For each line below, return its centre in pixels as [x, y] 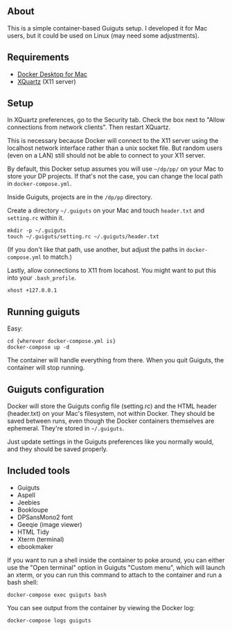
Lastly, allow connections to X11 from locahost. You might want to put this [112, 271]
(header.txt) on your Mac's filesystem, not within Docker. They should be [111, 414]
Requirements [38, 57]
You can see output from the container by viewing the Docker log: [101, 607]
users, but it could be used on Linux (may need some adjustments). [103, 35]
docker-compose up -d [38, 347]
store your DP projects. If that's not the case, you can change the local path [115, 176]
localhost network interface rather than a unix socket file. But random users [115, 148]
